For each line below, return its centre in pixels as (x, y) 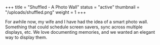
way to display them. (26, 37)
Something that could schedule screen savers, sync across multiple (74, 27)
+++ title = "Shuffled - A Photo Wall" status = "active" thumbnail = (72, 7)
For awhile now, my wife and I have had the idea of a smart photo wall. (77, 22)
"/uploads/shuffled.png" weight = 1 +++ (46, 12)
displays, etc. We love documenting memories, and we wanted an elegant (80, 32)
